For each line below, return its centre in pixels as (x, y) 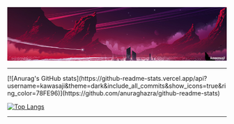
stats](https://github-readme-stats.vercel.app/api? (135, 78)
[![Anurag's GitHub (34, 78)
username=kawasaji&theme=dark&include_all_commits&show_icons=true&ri (117, 86)
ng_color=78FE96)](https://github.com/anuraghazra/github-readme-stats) (114, 93)
